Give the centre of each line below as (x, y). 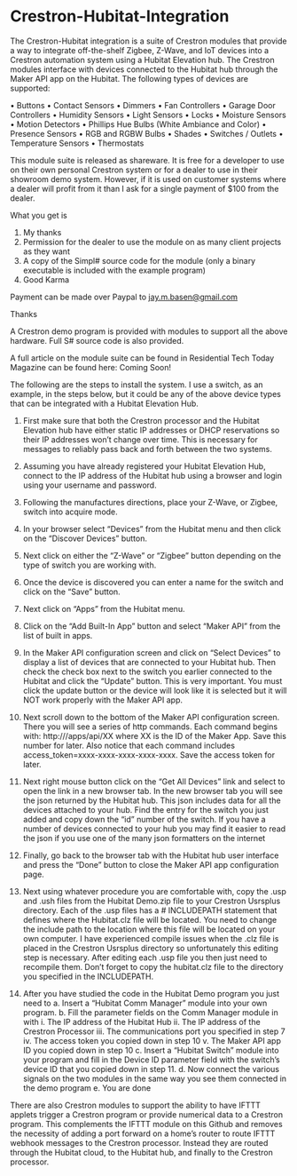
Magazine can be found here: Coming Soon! (91, 367)
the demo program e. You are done (87, 1088)
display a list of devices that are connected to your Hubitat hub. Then (149, 662)
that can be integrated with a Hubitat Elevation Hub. (104, 403)
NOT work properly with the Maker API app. (102, 700)
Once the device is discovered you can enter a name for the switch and (153, 582)
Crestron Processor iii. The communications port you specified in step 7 (154, 1031)
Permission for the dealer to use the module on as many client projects (152, 242)
